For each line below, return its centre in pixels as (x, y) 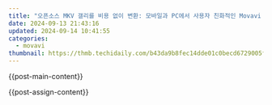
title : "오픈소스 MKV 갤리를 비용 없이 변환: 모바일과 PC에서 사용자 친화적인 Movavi (135, 16)
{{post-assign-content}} (49, 92)
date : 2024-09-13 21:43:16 (54, 23)
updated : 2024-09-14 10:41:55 (59, 31)
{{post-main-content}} (46, 76)
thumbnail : (27, 53)
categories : (28, 38)
